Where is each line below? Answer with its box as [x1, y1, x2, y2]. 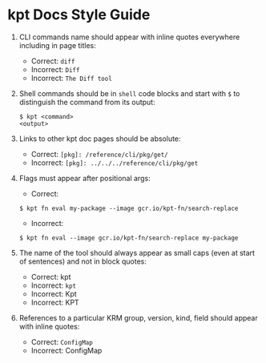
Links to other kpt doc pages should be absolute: [18, 134, 181, 143]
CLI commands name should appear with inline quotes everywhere [18, 32, 240, 42]
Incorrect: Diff [30, 64, 80, 74]
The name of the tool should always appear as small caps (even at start [18, 248, 256, 257]
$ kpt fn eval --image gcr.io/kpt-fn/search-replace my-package [18, 234, 239, 242]
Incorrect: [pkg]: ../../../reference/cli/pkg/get [30, 158, 199, 167]
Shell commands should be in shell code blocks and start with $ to [18, 88, 240, 98]
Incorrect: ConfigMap [30, 345, 103, 355]
